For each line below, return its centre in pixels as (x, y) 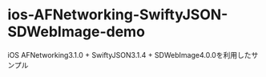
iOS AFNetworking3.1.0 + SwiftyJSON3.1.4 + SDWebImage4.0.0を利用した (129, 55)
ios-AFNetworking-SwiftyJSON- (118, 15)
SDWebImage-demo (77, 32)
